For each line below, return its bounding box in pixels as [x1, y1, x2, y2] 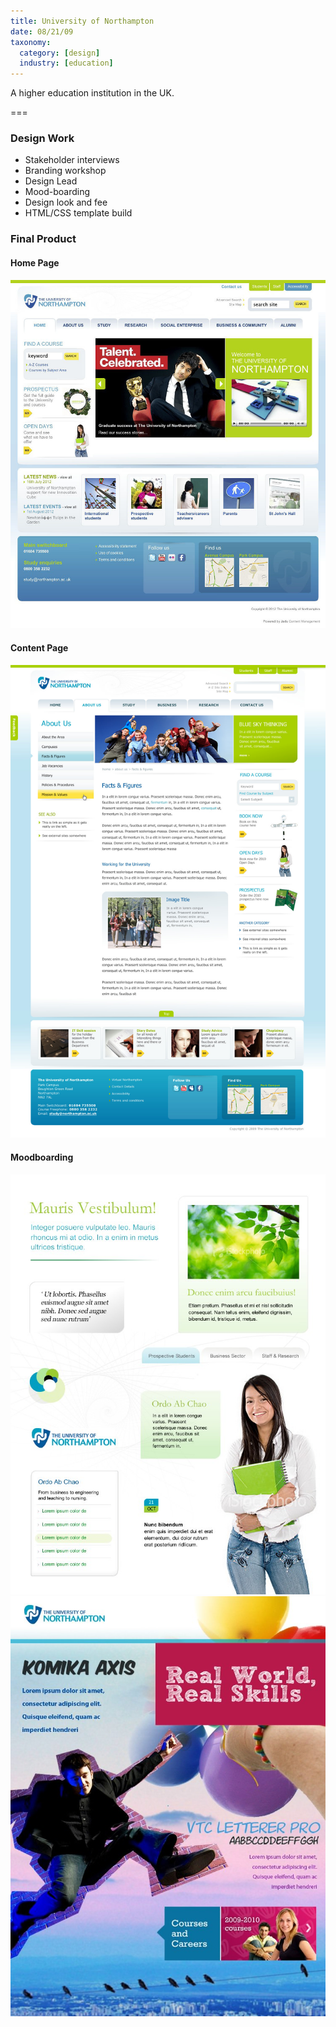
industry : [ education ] [19, 58, 114, 69]
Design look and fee [24, 196, 108, 209]
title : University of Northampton [10, 16, 155, 26]
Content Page [10, 642, 69, 654]
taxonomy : [10, 37, 52, 47]
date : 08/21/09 [10, 26, 74, 37]
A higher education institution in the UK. [10, 87, 175, 99]
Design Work [10, 131, 75, 145]
